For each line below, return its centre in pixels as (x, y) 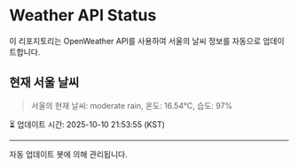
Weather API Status (83, 15)
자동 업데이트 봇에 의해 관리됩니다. (68, 154)
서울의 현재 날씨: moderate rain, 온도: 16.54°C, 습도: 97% (132, 105)
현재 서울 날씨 (44, 83)
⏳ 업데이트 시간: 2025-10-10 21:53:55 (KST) (87, 124)
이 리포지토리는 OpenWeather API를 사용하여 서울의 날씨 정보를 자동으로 (135, 41)
